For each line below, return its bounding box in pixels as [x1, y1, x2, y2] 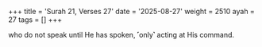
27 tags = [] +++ [8, 15, 62, 24]
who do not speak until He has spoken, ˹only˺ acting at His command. [8, 31, 235, 39]
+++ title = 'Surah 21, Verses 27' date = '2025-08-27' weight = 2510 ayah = [8, 7, 256, 16]
